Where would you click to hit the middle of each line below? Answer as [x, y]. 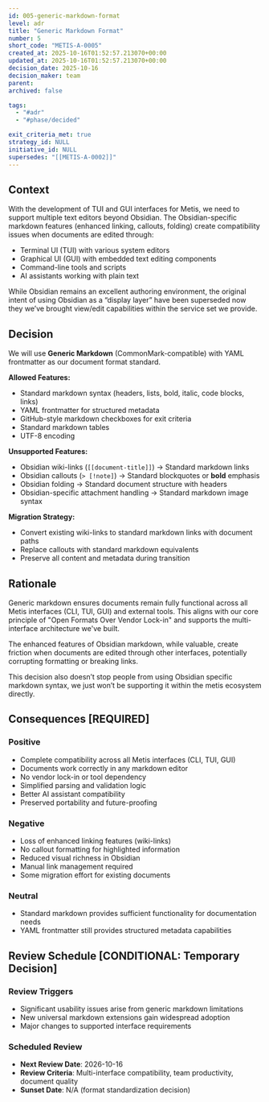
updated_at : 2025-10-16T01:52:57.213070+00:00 [88, 61]
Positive [24, 742]
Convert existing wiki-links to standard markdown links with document [136, 533]
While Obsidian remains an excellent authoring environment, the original [127, 291]
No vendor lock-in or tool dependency [83, 777]
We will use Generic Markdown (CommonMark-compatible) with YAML [126, 353]
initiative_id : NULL [43, 150]
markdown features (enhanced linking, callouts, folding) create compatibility [134, 226]
